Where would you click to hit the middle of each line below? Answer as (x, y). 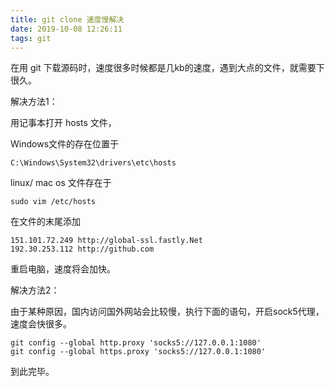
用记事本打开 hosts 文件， (63, 123)
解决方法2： (35, 290)
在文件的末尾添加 (45, 222)
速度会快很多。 (41, 324)
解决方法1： (34, 102)
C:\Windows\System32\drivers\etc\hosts (93, 163)
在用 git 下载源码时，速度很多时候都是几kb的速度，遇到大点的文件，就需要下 (167, 68)
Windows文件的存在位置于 (65, 144)
